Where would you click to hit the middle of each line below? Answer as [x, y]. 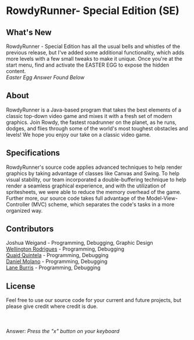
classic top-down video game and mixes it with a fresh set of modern [89, 116]
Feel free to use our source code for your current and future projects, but [94, 300]
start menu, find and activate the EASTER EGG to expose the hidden [88, 65]
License [21, 286]
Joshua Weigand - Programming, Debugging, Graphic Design [80, 243]
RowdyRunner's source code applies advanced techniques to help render [94, 167]
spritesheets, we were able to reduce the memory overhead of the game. [94, 192]
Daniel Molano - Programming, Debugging [57, 262]
